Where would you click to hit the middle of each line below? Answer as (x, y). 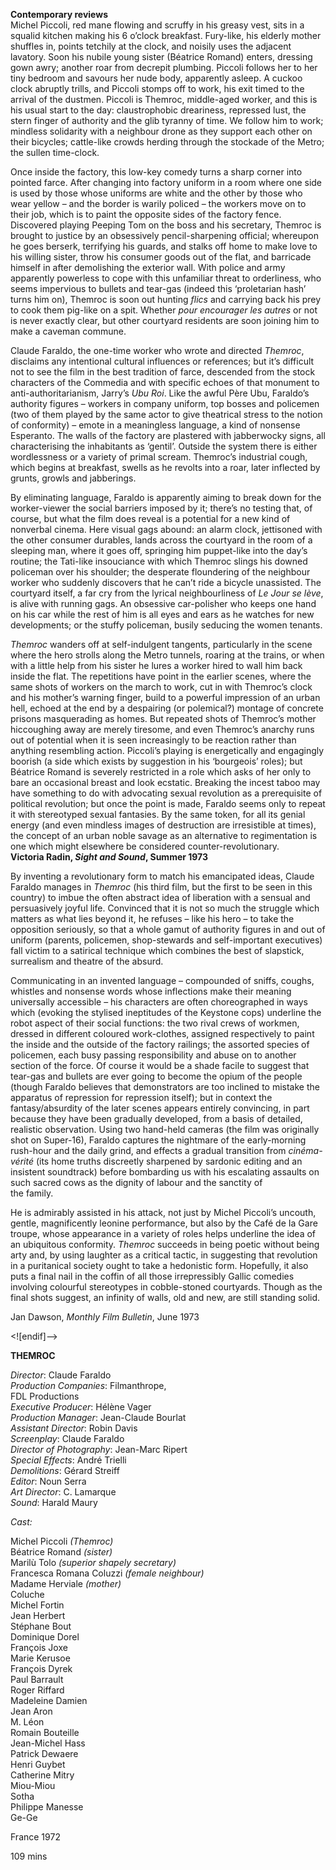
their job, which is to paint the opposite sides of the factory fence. (146, 214)
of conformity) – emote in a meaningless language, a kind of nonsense (155, 425)
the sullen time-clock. (55, 152)
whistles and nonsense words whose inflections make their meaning (151, 991)
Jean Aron (31, 1711)
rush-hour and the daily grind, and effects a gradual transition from (148, 1150)
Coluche (27, 1594)
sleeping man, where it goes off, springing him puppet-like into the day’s (159, 550)
